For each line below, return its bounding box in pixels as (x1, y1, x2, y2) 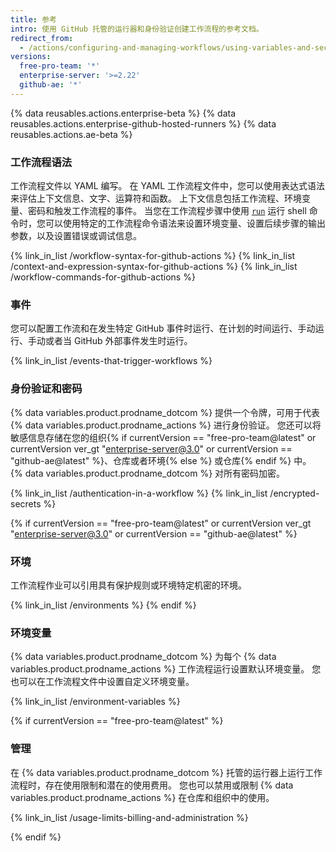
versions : (10, 52, 52, 62)
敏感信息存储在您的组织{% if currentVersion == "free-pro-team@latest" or (10, 431, 317, 443)
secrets (10, 497, 42, 510)
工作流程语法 (10, 155, 73, 169)
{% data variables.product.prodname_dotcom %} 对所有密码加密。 (10, 467, 286, 479)
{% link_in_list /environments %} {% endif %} (10, 599, 197, 611)
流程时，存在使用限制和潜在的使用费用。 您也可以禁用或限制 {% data (10, 779, 294, 791)
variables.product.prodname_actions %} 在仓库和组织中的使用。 (10, 791, 275, 803)
